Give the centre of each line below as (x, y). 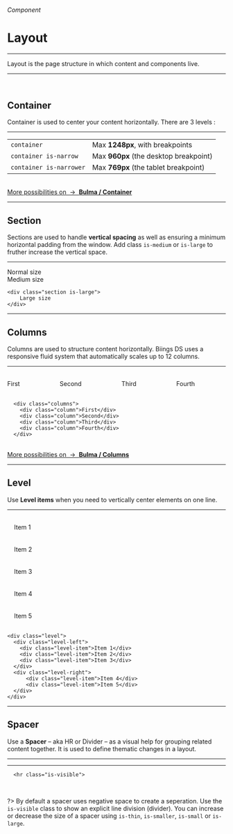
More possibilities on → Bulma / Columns (68, 454)
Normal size (24, 272)
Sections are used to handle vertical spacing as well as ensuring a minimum (116, 237)
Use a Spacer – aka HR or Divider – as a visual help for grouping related (110, 741)
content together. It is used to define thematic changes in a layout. (102, 748)
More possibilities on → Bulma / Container (70, 192)
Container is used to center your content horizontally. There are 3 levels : (112, 122)
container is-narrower (48, 168)
